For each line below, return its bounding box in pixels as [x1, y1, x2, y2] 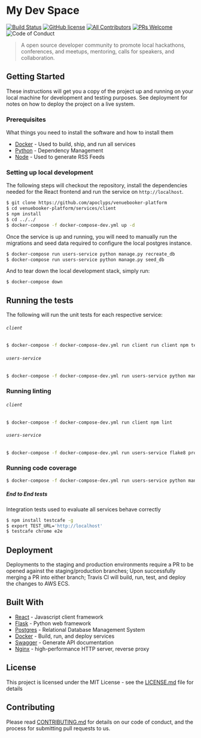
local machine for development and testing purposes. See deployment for [6, 94, 188, 101]
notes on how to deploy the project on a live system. [6, 100, 135, 107]
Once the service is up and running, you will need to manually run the [6, 233, 178, 240]
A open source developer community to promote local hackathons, [20, 41, 186, 49]
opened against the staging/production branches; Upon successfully [6, 568, 176, 575]
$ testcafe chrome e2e [6, 529, 63, 535]
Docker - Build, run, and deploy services [14, 632, 115, 640]
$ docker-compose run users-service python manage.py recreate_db [6, 251, 175, 257]
